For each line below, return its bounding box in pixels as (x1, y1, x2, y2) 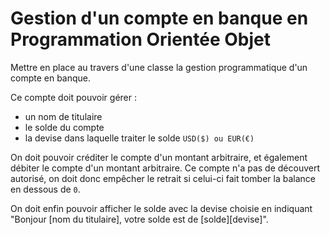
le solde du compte (24, 121, 105, 133)
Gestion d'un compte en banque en (10, 7, 309, 30)
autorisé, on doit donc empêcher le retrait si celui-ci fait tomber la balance (10, 172, 316, 184)
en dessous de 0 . (10, 183, 81, 195)
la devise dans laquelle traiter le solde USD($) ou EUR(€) (24, 132, 255, 144)
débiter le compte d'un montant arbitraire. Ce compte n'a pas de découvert (10, 162, 321, 174)
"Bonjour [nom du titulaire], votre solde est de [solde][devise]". (10, 213, 269, 225)
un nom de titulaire (24, 110, 103, 122)
